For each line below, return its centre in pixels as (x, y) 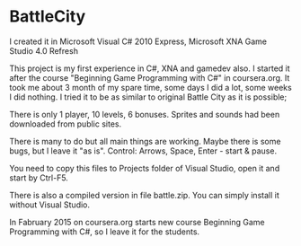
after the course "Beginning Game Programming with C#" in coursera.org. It (150, 77)
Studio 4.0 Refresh (44, 50)
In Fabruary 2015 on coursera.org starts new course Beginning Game (137, 222)
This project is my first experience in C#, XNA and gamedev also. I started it (150, 68)
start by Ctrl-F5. (39, 178)
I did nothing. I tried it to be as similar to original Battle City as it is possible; (148, 97)
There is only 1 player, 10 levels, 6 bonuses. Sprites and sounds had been (145, 114)
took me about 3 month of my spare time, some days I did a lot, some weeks (150, 87)
